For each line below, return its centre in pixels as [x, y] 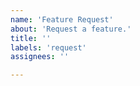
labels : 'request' [48, 47]
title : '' [31, 38]
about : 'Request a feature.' [71, 29]
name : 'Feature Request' [62, 19]
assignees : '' [40, 57]
